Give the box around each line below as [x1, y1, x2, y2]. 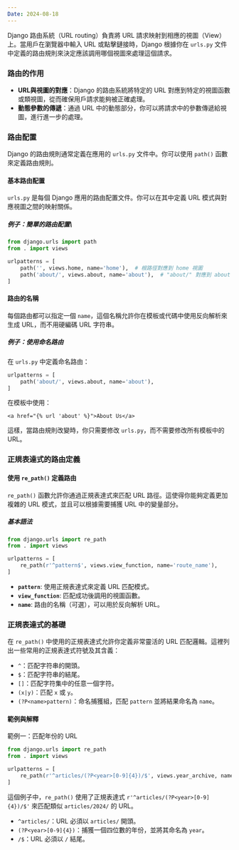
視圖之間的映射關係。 [13, 203, 76, 211]
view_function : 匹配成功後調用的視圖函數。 [17, 591, 144, 600]
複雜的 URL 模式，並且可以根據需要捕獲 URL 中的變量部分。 [7, 500, 183, 508]
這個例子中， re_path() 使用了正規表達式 [7, 792, 126, 801]
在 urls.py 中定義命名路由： [7, 357, 90, 366]
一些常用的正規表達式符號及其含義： [13, 646, 119, 655]
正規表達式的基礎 [7, 620, 66, 630]
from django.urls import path [7, 238, 97, 246]
